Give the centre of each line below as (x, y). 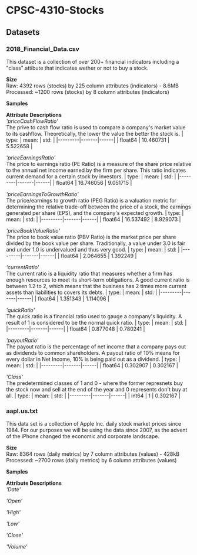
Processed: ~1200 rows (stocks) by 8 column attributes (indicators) (88, 92)
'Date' (14, 489)
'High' (14, 512)
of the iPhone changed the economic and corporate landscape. (83, 436)
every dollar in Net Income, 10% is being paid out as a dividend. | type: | (93, 359)
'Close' (15, 536)
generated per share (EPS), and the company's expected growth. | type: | (95, 213)
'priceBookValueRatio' (33, 230)
